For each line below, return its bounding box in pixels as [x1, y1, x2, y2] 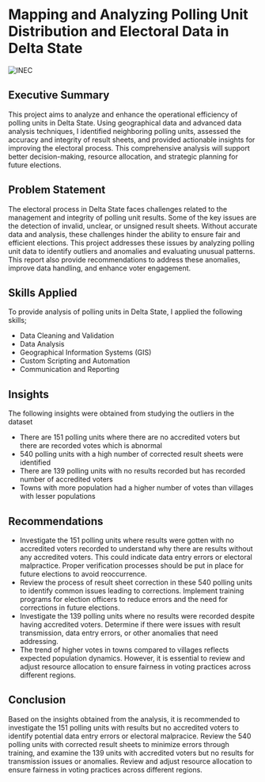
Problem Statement [8, 183, 106, 197]
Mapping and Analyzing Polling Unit [8, 6, 249, 24]
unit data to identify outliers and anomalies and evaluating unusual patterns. [8, 246, 256, 255]
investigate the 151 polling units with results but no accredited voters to [8, 723, 239, 732]
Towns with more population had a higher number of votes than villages [19, 483, 254, 493]
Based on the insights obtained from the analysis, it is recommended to [8, 714, 240, 723]
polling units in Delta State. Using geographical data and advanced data [8, 117, 242, 128]
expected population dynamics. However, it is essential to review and [19, 654, 245, 663]
